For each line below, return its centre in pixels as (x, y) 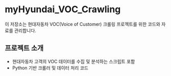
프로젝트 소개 (24, 48)
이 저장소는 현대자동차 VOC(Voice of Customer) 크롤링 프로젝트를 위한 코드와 (82, 24)
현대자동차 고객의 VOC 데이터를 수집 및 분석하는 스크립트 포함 (74, 61)
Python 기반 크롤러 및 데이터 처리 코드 (50, 68)
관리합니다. (25, 30)
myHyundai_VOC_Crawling (63, 9)
